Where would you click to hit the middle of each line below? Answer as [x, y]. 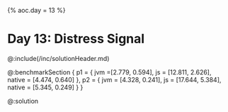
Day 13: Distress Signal [76, 39]
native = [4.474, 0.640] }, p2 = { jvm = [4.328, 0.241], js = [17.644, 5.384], [114, 79]
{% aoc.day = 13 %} [36, 10]
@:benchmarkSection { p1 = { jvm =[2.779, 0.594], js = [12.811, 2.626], [109, 72]
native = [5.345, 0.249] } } [45, 87]
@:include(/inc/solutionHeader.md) [58, 58]
